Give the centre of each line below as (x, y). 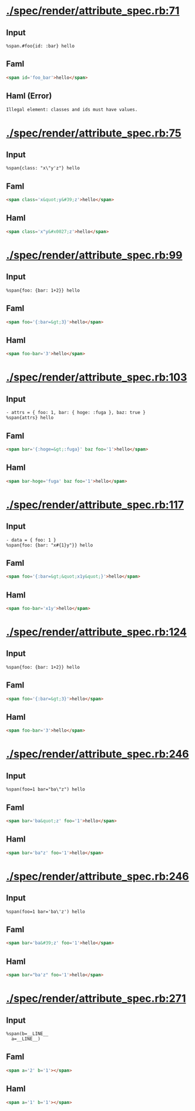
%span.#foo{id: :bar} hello (41, 46)
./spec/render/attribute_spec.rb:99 (94, 255)
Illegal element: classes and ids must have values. (72, 109)
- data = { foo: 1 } (31, 540)
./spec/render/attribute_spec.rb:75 (94, 133)
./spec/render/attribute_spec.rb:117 (95, 505)
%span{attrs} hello (30, 418)
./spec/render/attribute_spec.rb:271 (96, 999)
